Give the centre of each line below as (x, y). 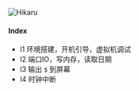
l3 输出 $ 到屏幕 (45, 69)
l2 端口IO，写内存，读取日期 (66, 59)
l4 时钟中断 (38, 79)
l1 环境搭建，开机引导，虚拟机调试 (75, 49)
